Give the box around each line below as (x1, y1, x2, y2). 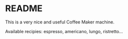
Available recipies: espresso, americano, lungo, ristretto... (5, 28, 123, 34)
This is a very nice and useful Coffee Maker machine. (5, 19, 115, 25)
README (5, 3, 43, 14)
